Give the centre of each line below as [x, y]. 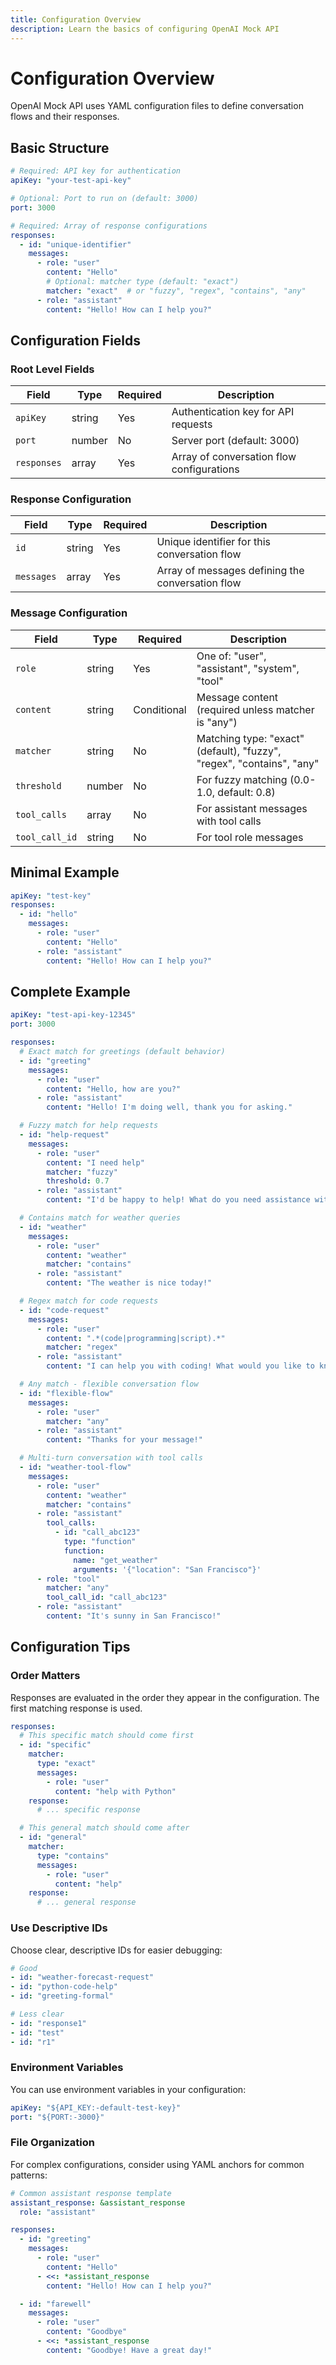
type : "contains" [73, 1856]
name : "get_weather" [116, 1560]
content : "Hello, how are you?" [114, 1089]
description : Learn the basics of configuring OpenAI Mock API [145, 29]
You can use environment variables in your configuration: [128, 2089]
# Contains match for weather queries [100, 1218]
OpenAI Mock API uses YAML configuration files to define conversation [157, 106]
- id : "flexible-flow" [66, 1393]
